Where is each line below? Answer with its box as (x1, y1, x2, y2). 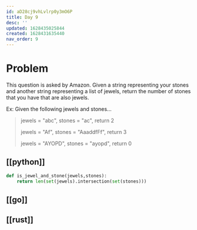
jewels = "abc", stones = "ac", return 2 (20, 117, 114, 124)
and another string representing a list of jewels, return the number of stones (6, 87, 191, 95)
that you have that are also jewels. (6, 94, 89, 101)
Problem (6, 62, 49, 75)
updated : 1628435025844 (6, 25, 65, 31)
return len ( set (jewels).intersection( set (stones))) (17, 178, 147, 184)
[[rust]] (6, 215, 34, 225)
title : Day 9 (6, 14, 38, 20)
